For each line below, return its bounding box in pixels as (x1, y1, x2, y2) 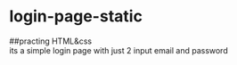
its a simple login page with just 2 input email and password (9, 45, 229, 55)
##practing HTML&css (9, 36, 92, 46)
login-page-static (9, 6, 143, 27)
